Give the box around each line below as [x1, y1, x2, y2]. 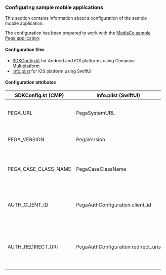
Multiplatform [12, 63, 40, 69]
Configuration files [5, 46, 45, 52]
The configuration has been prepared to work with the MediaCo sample [5, 30, 151, 36]
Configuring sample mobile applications [5, 4, 104, 11]
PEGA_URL [7, 109, 33, 116]
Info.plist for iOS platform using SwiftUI [12, 68, 92, 74]
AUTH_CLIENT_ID [7, 201, 48, 208]
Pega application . [5, 35, 41, 41]
